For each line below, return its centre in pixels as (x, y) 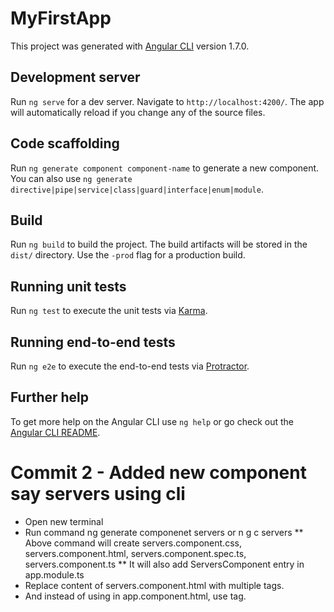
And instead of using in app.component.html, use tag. (135, 596)
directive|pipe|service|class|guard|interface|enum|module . (137, 189)
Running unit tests (68, 286)
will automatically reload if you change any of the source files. (138, 112)
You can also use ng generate (71, 178)
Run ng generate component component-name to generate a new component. (165, 168)
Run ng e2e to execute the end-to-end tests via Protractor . (130, 366)
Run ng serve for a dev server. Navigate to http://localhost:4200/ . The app (167, 101)
